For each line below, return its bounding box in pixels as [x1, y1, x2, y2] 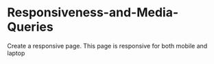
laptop [7, 49, 25, 57]
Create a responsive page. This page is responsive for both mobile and [7, 42, 208, 50]
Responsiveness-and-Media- [7, 5, 179, 20]
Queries [7, 19, 53, 35]
